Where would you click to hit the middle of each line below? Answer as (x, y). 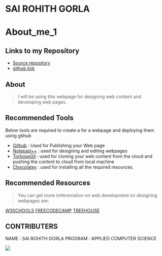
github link (24, 69)
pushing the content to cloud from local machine (63, 162)
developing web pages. (42, 102)
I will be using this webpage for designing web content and (79, 97)
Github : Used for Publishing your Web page (59, 145)
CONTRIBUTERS (32, 227)
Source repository (31, 63)
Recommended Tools (39, 118)
